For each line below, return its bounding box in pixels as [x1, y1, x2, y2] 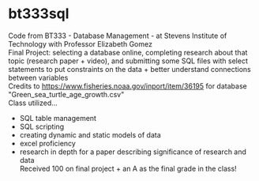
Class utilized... [8, 98, 58, 107]
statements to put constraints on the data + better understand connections [8, 64, 251, 74]
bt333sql [8, 5, 69, 23]
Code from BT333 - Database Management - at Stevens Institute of [8, 31, 227, 40]
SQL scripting [19, 122, 65, 131]
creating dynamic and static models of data [19, 130, 162, 139]
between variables [8, 73, 69, 82]
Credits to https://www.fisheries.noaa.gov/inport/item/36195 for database [8, 81, 247, 91]
